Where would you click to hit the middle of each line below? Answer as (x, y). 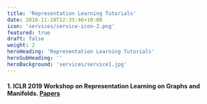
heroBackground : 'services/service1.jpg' (67, 64)
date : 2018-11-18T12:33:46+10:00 (55, 20)
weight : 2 (21, 45)
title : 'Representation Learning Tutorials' (72, 13)
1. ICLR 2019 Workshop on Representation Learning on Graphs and (103, 86)
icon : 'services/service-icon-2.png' (61, 26)
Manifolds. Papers (34, 94)
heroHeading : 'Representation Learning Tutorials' (81, 52)
